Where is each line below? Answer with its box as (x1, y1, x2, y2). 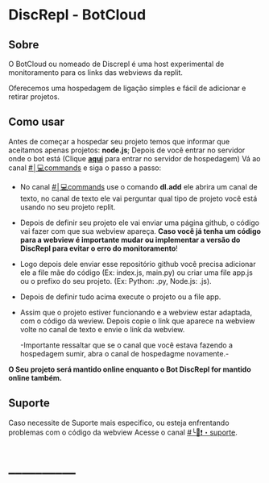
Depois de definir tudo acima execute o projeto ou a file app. (19, 292, 221, 302)
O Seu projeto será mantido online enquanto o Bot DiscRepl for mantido (8, 364, 251, 374)
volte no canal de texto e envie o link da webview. (19, 324, 185, 334)
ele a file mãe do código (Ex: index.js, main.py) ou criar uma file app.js (19, 268, 254, 277)
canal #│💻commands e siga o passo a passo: (8, 163, 162, 173)
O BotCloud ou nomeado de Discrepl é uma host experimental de (8, 59, 225, 69)
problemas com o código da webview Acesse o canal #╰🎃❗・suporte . (8, 427, 238, 437)
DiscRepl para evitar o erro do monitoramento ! (19, 244, 179, 253)
